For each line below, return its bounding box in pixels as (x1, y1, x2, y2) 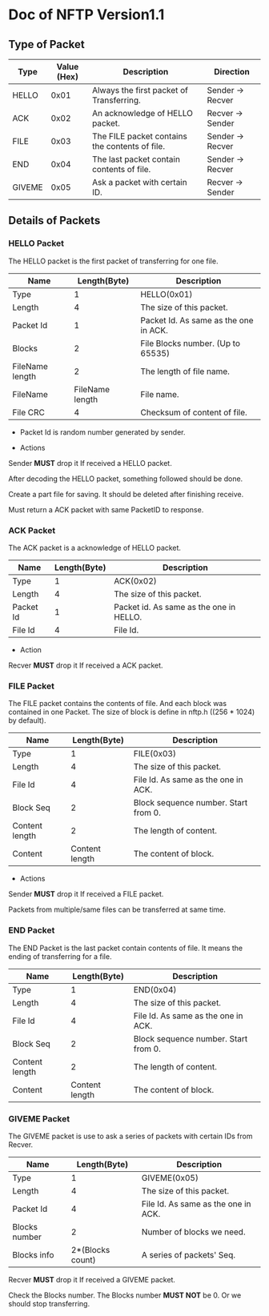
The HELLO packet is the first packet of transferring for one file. (8, 256, 219, 266)
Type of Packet (8, 38, 86, 51)
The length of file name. (140, 366, 231, 377)
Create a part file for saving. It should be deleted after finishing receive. (8, 489, 244, 499)
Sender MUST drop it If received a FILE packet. (8, 889, 164, 899)
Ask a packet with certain (91, 177, 187, 187)
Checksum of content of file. (140, 407, 248, 418)
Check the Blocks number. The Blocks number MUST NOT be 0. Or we (8, 1290, 242, 1300)
